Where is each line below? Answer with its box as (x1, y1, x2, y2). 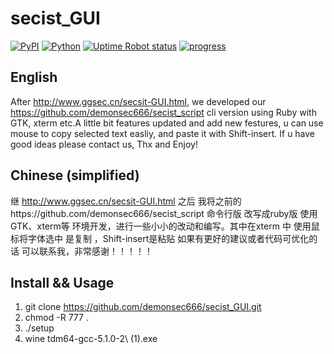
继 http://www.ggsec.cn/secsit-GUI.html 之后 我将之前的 (10, 195, 242, 207)
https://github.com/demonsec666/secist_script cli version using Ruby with (10, 106, 317, 118)
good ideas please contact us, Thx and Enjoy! (10, 138, 198, 150)
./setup (24, 322, 55, 334)
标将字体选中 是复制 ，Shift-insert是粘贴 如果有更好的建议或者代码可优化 (10, 232, 310, 244)
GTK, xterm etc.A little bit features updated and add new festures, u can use (10, 117, 324, 129)
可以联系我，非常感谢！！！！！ (21, 245, 153, 257)
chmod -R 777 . (24, 312, 89, 324)
